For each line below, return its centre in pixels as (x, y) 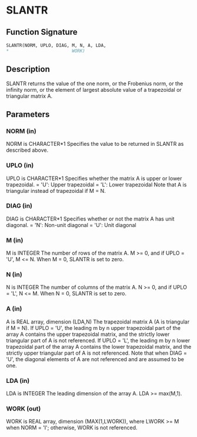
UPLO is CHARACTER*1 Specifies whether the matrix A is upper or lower (94, 178)
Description (28, 69)
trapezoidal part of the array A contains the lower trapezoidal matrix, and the (99, 346)
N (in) (14, 275)
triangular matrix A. (29, 96)
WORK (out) (24, 408)
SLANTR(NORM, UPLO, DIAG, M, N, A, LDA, (56, 45)
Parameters (28, 114)
